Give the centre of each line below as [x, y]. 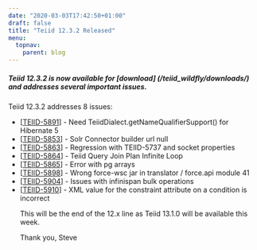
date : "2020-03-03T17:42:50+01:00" [67, 16]
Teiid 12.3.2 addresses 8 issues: [60, 106]
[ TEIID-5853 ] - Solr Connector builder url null [94, 139]
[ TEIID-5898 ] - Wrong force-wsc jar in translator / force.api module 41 [134, 173]
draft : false [30, 23]
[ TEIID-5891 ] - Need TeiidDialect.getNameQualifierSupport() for [124, 122]
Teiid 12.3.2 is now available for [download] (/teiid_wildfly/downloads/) [129, 78]
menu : [17, 38]
